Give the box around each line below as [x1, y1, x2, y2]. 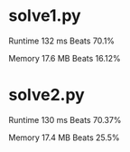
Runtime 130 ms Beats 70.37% [8, 114, 122, 125]
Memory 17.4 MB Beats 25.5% [8, 132, 120, 143]
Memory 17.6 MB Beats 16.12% [8, 52, 121, 63]
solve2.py [8, 85, 85, 105]
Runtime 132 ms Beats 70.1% [8, 35, 115, 46]
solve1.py [8, 5, 82, 26]
